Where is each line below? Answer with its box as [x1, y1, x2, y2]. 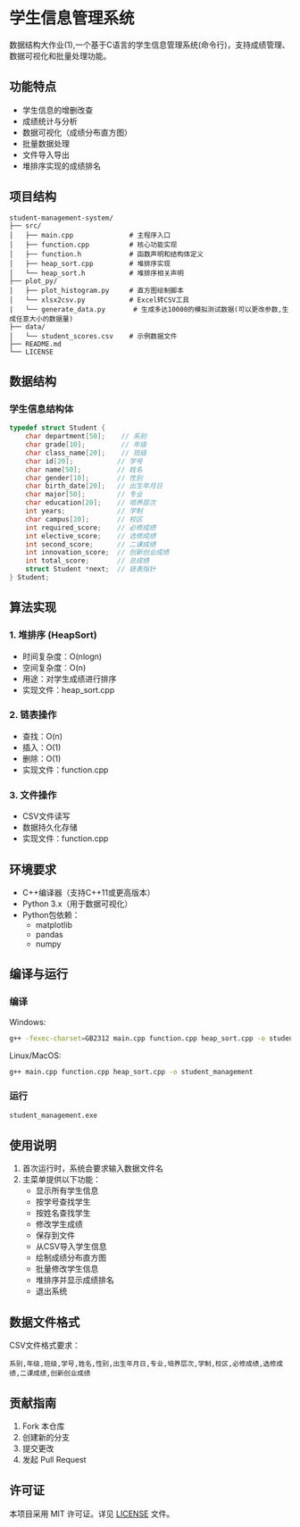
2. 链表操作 [9, 709, 57, 722]
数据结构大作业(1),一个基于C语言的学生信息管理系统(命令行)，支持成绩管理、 [9, 39, 290, 50]
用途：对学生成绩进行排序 [21, 673, 117, 684]
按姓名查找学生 [35, 1207, 91, 1219]
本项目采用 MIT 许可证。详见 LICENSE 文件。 [9, 1508, 175, 1519]
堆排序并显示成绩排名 [35, 1274, 114, 1286]
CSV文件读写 [21, 811, 71, 822]
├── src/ [9, 221, 42, 230]
